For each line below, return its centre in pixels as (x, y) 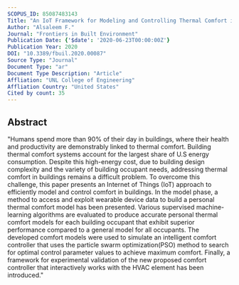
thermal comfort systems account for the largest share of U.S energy (108, 154)
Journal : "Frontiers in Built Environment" (73, 34)
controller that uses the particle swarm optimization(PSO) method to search (118, 244)
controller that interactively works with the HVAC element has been (106, 267)
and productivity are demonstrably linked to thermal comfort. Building (109, 146)
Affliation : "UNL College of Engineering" (71, 80)
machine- (210, 207)
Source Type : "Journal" (43, 60)
